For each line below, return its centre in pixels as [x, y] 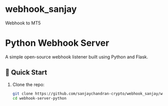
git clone [23, 94]
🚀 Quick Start [26, 72]
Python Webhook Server [57, 43]
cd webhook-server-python [39, 98]
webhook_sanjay [41, 9]
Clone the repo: [28, 84]
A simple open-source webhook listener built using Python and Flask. [77, 57]
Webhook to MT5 [23, 23]
